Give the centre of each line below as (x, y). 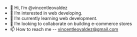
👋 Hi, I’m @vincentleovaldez (39, 8)
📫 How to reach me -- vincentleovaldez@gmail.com (64, 29)
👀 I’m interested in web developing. (46, 13)
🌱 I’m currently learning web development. (53, 18)
